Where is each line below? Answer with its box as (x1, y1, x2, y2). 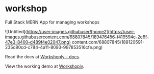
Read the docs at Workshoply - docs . (5, 53, 80, 59)
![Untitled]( (5, 28, 27, 34)
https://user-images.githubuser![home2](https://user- (26, 28, 135, 34)
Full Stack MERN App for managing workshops (5, 19, 100, 25)
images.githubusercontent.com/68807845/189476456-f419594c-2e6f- (5, 34, 149, 40)
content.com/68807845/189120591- (72, 39, 145, 45)
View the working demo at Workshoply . (5, 63, 85, 69)
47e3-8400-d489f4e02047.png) (5, 39, 71, 45)
